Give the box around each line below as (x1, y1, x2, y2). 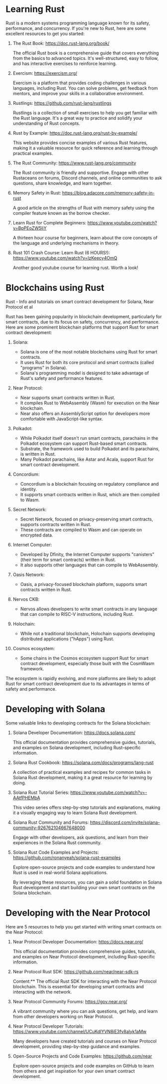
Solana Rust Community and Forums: (12, 819, 89, 825)
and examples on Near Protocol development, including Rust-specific (12, 953, 156, 959)
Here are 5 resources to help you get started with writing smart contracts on (5, 923, 162, 929)
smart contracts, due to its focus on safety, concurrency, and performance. (5, 319, 160, 325)
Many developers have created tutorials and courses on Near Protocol (12, 1038, 157, 1044)
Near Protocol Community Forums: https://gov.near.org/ (12, 998, 128, 1004)
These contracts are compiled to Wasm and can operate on (20, 527, 142, 533)
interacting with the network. (12, 989, 72, 995)
